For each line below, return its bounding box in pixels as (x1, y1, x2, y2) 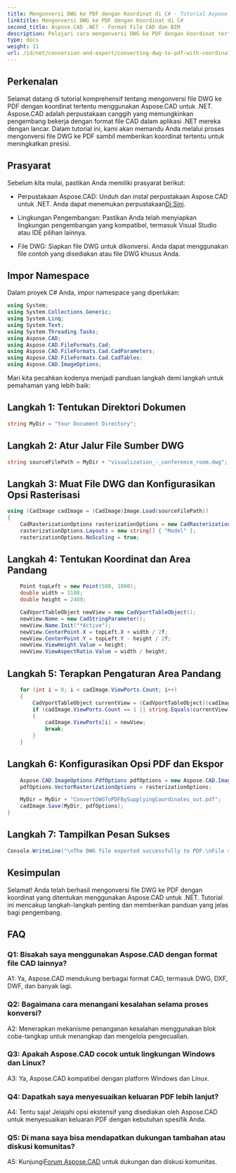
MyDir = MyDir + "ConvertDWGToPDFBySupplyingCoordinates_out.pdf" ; (20, 796, 221, 803)
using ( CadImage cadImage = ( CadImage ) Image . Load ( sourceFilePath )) (7, 508, 209, 515)
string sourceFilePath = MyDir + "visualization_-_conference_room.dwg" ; (7, 459, 228, 466)
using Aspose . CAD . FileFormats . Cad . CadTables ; (7, 354, 143, 361)
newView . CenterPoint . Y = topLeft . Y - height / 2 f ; (20, 635, 171, 642)
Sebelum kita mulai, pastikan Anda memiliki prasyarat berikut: (7, 178, 185, 187)
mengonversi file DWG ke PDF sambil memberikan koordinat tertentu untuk (7, 132, 225, 140)
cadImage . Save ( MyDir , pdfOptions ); (20, 802, 124, 810)
